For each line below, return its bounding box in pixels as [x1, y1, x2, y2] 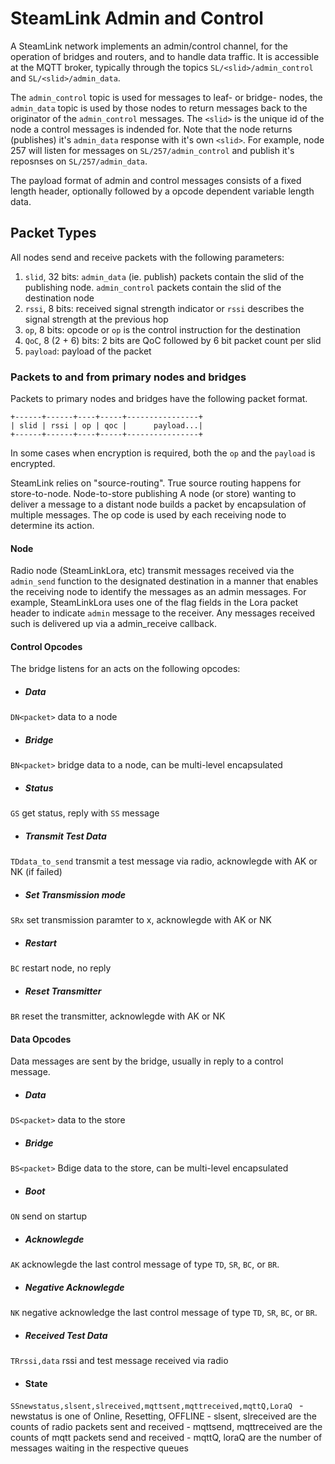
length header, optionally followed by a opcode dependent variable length [10, 185, 315, 197]
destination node [24, 292, 95, 304]
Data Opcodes [10, 1033, 72, 1045]
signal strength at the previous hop [24, 313, 169, 325]
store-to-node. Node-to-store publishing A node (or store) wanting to [10, 488, 297, 500]
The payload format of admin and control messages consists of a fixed [10, 174, 302, 186]
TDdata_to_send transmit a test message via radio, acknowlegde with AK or [10, 855, 318, 867]
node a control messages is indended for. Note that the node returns [10, 123, 293, 135]
